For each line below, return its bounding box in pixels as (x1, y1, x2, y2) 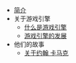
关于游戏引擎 (13, 14, 50, 23)
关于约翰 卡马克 (23, 49, 69, 57)
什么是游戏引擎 (23, 23, 67, 31)
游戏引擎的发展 (23, 32, 67, 40)
